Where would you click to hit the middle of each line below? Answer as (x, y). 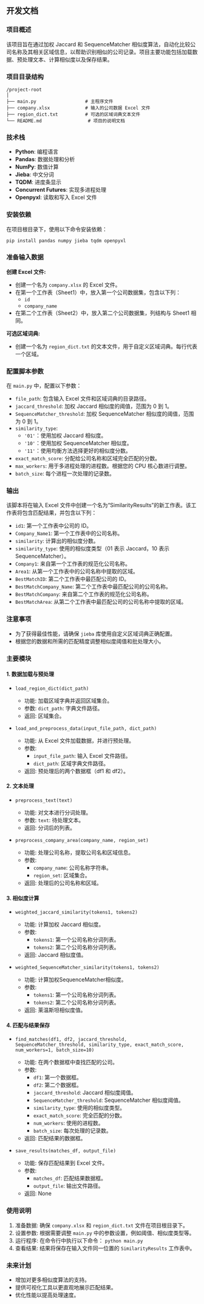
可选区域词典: (23, 333)
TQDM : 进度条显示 (38, 182)
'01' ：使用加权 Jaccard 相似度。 (65, 436)
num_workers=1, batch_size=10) (55, 1050)
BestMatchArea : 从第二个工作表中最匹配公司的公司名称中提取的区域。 (101, 602)
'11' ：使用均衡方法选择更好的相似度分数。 (78, 451)
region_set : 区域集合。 (62, 875)
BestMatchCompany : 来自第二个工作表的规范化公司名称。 (84, 594)
